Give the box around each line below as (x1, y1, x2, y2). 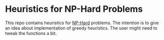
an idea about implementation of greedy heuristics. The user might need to (5, 25, 158, 31)
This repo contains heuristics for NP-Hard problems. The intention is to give (5, 20, 159, 26)
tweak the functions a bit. (5, 30, 57, 36)
